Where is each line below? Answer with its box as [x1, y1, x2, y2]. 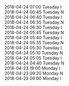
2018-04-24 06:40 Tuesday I [4, 14, 62, 20]
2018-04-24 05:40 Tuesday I [4, 35, 62, 40]
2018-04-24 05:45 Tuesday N [4, 30, 64, 35]
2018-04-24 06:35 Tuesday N [4, 19, 64, 25]
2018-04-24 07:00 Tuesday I [4, 4, 62, 10]
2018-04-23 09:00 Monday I [4, 75, 61, 81]
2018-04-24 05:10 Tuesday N [4, 50, 63, 56]
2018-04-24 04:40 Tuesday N [4, 60, 65, 66]
